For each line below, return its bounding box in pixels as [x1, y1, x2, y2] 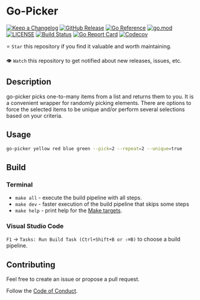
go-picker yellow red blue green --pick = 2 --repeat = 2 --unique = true [6, 145, 182, 152]
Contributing [6, 260, 56, 270]
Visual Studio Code [6, 222, 64, 231]
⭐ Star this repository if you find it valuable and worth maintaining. [6, 42, 172, 49]
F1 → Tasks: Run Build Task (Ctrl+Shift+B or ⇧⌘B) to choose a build [6, 235, 181, 243]
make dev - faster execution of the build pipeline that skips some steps [15, 200, 189, 208]
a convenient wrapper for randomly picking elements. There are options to [6, 99, 192, 106]
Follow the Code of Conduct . [6, 287, 78, 295]
